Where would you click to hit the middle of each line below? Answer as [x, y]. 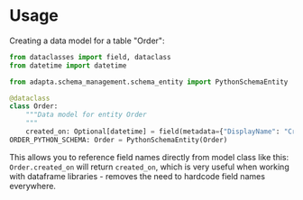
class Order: [34, 106]
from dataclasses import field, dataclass [90, 57]
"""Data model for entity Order [86, 115]
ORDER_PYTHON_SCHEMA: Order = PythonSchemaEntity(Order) [119, 140]
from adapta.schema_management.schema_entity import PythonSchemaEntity [149, 82]
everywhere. [33, 186]
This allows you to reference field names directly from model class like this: [149, 157]
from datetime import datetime [68, 65]
